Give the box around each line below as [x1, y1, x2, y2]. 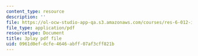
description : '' [6, 14, 46, 20]
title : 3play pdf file [6, 36, 62, 41]
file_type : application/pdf [6, 24, 75, 31]
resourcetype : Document [6, 30, 65, 36]
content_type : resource [6, 8, 65, 15]
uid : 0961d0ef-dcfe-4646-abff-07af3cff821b [6, 41, 115, 47]
